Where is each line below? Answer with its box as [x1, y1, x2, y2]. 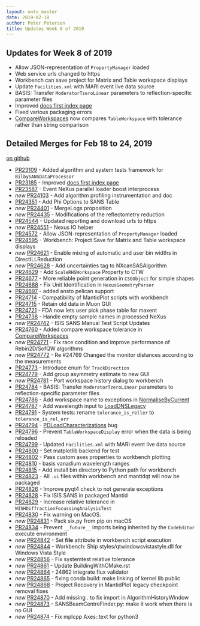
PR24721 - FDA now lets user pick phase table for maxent [14, 306, 157, 314]
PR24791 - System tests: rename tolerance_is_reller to [14, 409, 154, 416]
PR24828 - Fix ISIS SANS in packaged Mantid [14, 491, 128, 499]
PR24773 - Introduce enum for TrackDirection [14, 364, 130, 371]
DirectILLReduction [14, 255, 63, 263]
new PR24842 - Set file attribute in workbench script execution [14, 536, 172, 544]
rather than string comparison [14, 121, 89, 129]
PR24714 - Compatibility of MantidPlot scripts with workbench [14, 294, 169, 301]
